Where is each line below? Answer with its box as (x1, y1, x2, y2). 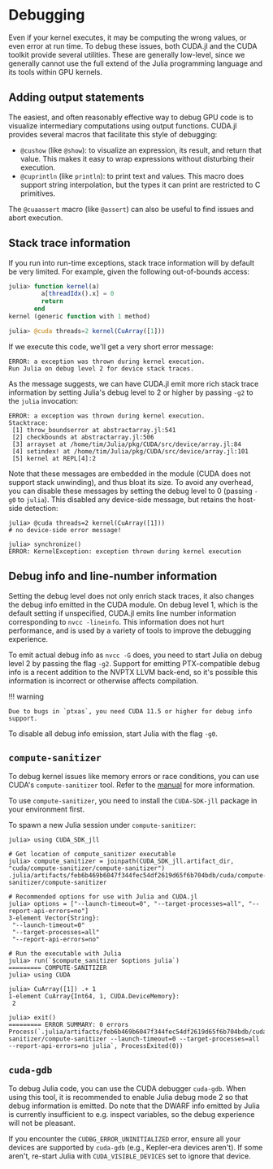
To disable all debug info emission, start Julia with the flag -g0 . (8, 729, 218, 738)
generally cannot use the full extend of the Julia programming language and (8, 58, 262, 68)
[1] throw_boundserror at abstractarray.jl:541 (11, 426, 176, 434)
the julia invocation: (8, 396, 79, 405)
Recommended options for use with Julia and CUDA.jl (15, 893, 198, 901)
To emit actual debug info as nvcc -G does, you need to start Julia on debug (8, 650, 262, 660)
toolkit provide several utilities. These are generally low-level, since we (8, 50, 245, 59)
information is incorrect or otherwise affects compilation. (8, 676, 199, 686)
